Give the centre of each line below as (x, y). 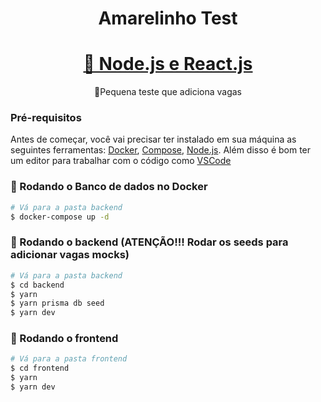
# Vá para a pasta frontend (69, 359)
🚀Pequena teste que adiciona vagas (168, 92)
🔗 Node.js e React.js (168, 64)
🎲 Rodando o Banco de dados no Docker (109, 187)
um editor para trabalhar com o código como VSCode (121, 161)
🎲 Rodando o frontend (64, 339)
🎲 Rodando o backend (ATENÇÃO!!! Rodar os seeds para (149, 242)
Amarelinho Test (168, 18)
